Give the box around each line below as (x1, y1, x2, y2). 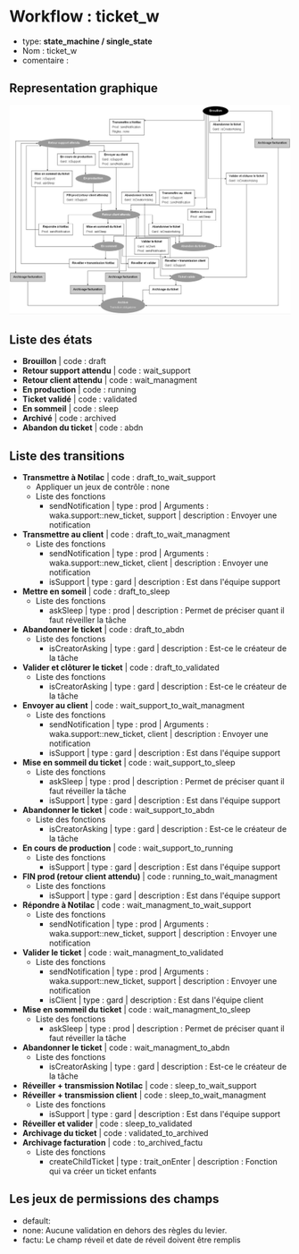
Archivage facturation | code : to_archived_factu (21, 1137, 203, 1148)
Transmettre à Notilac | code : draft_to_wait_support (21, 471, 216, 482)
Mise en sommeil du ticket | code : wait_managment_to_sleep (21, 1004, 252, 1014)
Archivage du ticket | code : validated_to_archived (21, 1127, 209, 1138)
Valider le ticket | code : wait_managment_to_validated (21, 946, 224, 958)
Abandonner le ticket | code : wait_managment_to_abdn (21, 1042, 230, 1053)
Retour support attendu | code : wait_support (21, 365, 191, 377)
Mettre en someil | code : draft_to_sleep (21, 586, 170, 597)
